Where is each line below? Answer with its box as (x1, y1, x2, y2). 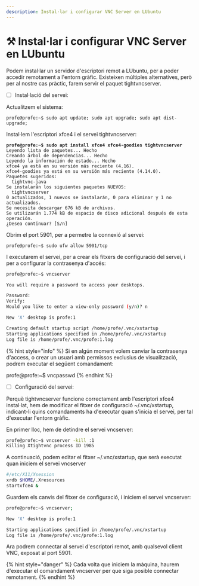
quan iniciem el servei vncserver (6, 460, 86, 467)
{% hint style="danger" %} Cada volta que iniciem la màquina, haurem (6, 561, 180, 568)
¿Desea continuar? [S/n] (6, 221, 68, 227)
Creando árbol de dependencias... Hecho (6, 152, 108, 158)
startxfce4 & (6, 483, 39, 489)
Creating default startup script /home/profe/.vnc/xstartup (6, 325, 159, 331)
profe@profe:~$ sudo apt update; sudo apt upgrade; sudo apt (6, 115, 161, 121)
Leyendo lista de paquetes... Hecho (6, 147, 97, 153)
